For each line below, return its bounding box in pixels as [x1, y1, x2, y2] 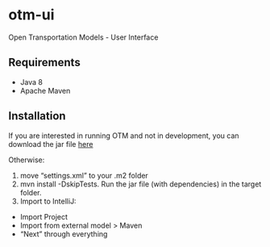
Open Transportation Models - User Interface [8, 32, 159, 42]
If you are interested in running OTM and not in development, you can [8, 131, 239, 140]
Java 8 [19, 77, 43, 86]
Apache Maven [19, 86, 71, 95]
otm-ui [8, 6, 55, 24]
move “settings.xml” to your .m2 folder [19, 170, 149, 180]
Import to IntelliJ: [19, 196, 77, 206]
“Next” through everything [19, 228, 108, 239]
